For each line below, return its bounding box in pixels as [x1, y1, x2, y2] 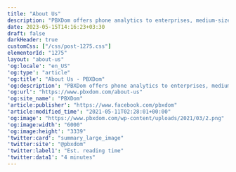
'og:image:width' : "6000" [7, 121, 83, 128]
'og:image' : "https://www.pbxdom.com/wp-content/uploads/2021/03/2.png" [7, 114, 225, 121]
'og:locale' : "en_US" [7, 62, 71, 70]
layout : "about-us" [7, 56, 65, 63]
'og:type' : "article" [7, 69, 71, 76]
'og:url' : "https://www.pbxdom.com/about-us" [7, 88, 143, 95]
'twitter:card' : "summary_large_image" [7, 134, 124, 141]
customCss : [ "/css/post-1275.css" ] [7, 43, 112, 50]
